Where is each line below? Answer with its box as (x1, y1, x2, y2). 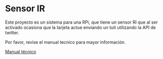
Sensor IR (5, 3, 45, 14)
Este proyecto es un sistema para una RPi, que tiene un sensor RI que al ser (5, 19, 158, 25)
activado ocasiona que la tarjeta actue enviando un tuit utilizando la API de (5, 24, 156, 30)
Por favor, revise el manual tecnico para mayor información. (5, 39, 126, 45)
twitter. (5, 29, 20, 35)
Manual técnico (5, 49, 36, 55)
